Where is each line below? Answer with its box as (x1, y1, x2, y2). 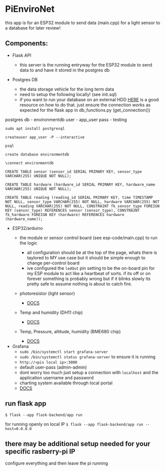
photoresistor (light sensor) (19, 290, 75, 296)
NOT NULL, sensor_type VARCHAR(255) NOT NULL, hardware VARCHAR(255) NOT (5, 199, 160, 204)
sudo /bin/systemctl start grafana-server (19, 349, 108, 354)
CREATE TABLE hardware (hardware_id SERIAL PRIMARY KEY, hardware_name (5, 182, 155, 187)
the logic (19, 240, 38, 246)
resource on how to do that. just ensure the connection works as (19, 102, 151, 108)
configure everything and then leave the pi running (5, 460, 108, 466)
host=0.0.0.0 (5, 426, 32, 431)
